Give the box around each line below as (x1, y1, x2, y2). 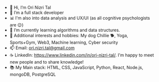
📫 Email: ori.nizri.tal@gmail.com (9, 45, 75, 51)
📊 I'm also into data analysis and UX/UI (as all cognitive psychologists (9, 15, 150, 21)
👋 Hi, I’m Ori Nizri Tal (9, 5, 51, 10)
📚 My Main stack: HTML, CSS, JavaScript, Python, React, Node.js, (9, 65, 143, 70)
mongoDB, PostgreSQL (9, 71, 56, 77)
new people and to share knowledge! (9, 59, 84, 65)
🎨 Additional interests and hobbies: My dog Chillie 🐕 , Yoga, (9, 33, 128, 38)
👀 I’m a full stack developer (9, 10, 64, 15)
